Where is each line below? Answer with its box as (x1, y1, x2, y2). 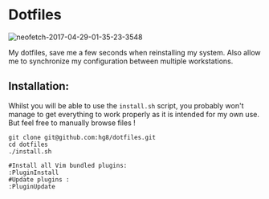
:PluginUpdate (8, 182, 56, 190)
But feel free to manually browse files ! (8, 118, 137, 128)
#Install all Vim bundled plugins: (8, 161, 128, 169)
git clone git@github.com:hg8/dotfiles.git (8, 133, 157, 141)
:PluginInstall (8, 169, 59, 177)
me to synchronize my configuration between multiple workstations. (8, 56, 234, 66)
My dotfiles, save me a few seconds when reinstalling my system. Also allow (8, 47, 261, 57)
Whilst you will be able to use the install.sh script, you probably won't (8, 100, 244, 110)
